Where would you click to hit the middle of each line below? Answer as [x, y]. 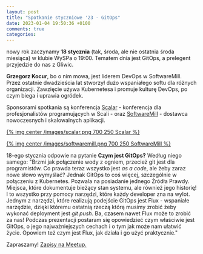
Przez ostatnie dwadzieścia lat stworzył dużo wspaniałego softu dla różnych [101, 83]
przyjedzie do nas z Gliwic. [40, 65]
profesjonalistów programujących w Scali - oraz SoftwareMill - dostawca [97, 114]
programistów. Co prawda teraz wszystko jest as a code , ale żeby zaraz [96, 169]
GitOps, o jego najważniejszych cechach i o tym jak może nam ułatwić [94, 226]
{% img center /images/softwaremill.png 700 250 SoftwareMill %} [89, 144]
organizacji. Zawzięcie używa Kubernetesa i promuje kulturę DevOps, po [97, 89]
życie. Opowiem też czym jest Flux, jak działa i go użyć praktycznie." [92, 233]
